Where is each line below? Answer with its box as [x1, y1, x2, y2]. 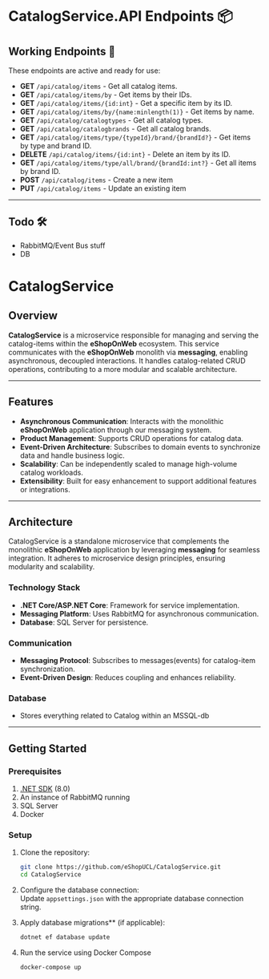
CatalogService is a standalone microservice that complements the [8, 536, 230, 546]
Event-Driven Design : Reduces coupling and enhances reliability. [19, 673, 236, 682]
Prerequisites [8, 766, 62, 777]
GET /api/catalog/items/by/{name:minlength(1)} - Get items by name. [19, 107, 255, 116]
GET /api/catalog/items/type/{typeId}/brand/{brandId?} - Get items [19, 132, 251, 142]
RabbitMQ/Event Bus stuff [19, 241, 106, 250]
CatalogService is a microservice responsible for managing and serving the [8, 330, 259, 340]
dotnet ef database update [19, 933, 110, 941]
